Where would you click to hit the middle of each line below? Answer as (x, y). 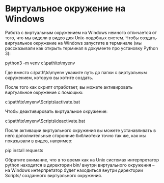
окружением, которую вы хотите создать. (49, 78)
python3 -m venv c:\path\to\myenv (40, 63)
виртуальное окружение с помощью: (44, 92)
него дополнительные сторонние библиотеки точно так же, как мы (76, 135)
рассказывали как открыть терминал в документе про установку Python (82, 48)
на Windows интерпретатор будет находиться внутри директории (74, 170)
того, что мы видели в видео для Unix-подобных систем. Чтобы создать (81, 38)
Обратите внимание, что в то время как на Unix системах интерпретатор (82, 159)
